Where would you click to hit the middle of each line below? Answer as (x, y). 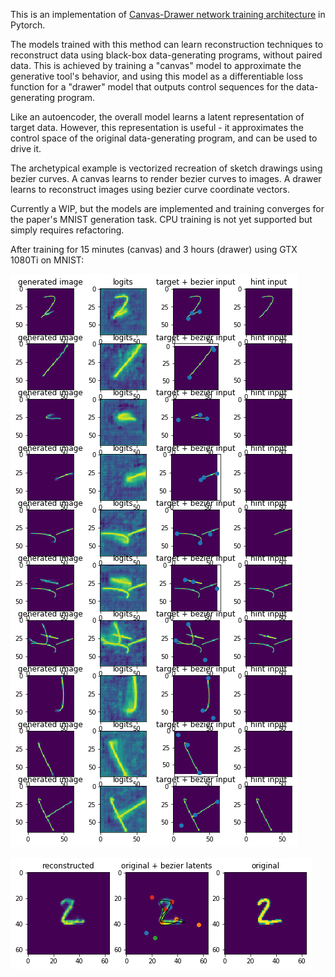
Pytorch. (28, 25)
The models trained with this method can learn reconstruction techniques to (167, 44)
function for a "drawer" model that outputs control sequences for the (152, 87)
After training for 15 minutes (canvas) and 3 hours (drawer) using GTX (154, 249)
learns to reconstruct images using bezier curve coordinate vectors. (150, 189)
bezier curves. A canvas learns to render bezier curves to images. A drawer (166, 178)
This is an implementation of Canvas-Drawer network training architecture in (168, 14)
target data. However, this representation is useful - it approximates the (157, 127)
